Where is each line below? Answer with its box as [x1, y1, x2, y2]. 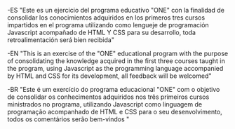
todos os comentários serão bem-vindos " [7, 115, 130, 123]
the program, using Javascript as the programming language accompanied [7, 64, 224, 72]
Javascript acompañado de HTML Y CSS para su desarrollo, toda [7, 28, 196, 36]
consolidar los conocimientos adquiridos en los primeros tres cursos [7, 13, 206, 22]
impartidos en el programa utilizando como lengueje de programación [7, 21, 209, 29]
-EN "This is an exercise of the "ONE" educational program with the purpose [7, 49, 229, 57]
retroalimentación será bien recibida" [7, 36, 114, 44]
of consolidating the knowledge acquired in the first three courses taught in [7, 57, 226, 65]
